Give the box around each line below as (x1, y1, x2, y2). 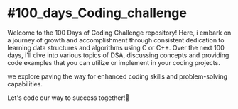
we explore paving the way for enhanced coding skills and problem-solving (7, 72, 228, 81)
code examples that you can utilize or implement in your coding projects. (7, 58, 220, 67)
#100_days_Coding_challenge (7, 5, 187, 21)
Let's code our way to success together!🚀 (7, 93, 130, 102)
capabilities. (7, 79, 43, 88)
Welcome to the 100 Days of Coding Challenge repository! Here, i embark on (7, 28, 232, 37)
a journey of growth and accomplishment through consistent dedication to (7, 35, 225, 44)
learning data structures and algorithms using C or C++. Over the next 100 (7, 43, 225, 52)
